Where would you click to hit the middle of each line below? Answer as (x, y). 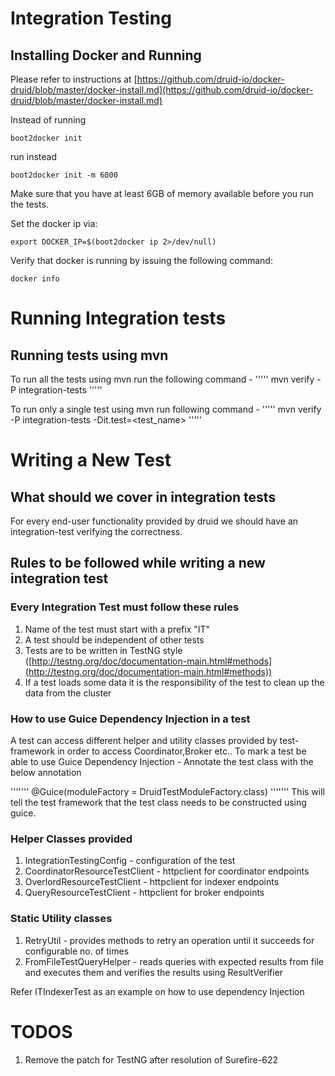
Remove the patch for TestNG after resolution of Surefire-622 (151, 1059)
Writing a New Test (91, 460)
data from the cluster (68, 693)
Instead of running (48, 120)
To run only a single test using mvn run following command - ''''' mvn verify (166, 409)
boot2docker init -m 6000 (64, 175)
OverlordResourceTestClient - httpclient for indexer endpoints (152, 882)
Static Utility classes (61, 919)
